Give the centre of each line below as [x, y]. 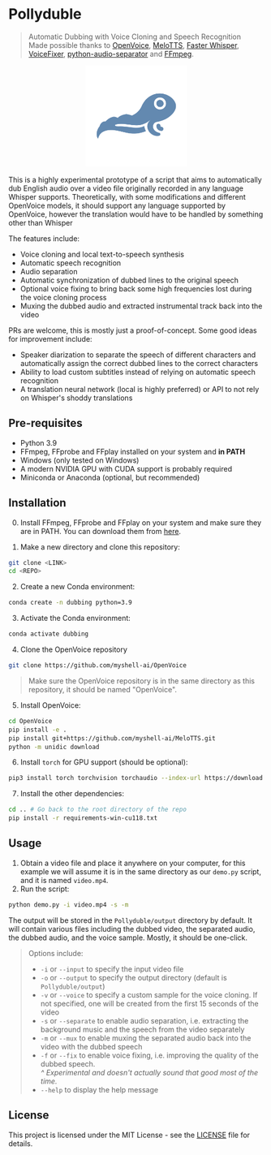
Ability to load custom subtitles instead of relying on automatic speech [138, 372]
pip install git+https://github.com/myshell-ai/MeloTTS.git [112, 738]
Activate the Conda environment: [75, 618]
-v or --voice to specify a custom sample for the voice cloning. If [149, 994]
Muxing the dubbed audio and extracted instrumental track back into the [141, 306]
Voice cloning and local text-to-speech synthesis [102, 254]
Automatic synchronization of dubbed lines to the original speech [129, 280]
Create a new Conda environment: [77, 587]
